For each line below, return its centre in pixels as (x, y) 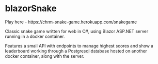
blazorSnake (31, 8)
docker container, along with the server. (45, 56)
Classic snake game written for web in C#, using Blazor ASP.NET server (77, 31)
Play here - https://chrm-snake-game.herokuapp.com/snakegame (71, 22)
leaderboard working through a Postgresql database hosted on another (76, 51)
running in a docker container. (35, 36)
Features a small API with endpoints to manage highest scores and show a (79, 46)
